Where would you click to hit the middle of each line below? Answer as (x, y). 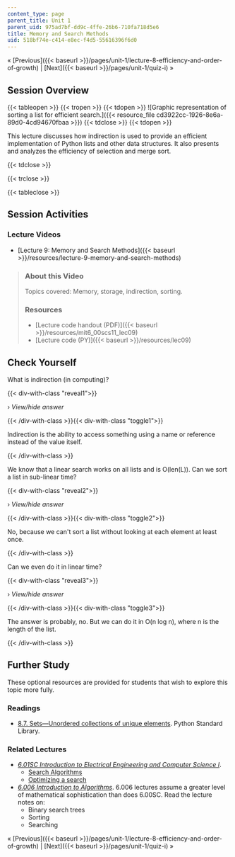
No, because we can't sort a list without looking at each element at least (112, 532)
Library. (29, 731)
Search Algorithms (55, 772)
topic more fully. (31, 689)
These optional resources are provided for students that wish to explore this (117, 682)
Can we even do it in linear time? (55, 567)
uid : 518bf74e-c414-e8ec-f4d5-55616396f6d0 (72, 40)
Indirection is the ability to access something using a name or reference (111, 435)
